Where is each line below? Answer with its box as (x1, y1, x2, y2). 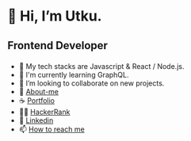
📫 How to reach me (18, 124, 85, 134)
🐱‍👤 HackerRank (18, 107, 71, 116)
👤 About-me (18, 86, 59, 96)
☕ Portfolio (18, 95, 55, 105)
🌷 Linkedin (18, 115, 54, 125)
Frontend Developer (7, 39, 109, 52)
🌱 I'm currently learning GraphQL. (18, 70, 129, 79)
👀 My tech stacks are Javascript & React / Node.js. (18, 61, 185, 70)
